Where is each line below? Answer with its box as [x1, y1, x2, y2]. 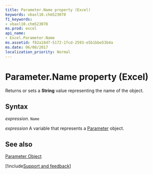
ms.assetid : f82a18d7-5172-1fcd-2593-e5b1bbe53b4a [5, 40, 113, 45]
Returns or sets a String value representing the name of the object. [5, 88, 144, 94]
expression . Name [5, 116, 40, 122]
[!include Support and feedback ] [5, 163, 71, 169]
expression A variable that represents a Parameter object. [5, 125, 124, 131]
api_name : [5, 31, 26, 36]
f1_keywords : [5, 17, 33, 22]
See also [5, 140, 33, 148]
